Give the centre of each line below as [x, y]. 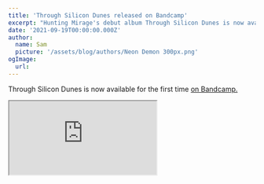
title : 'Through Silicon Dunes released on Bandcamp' [98, 15]
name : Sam [31, 45]
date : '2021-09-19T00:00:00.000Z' [65, 30]
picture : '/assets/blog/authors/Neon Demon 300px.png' [107, 52]
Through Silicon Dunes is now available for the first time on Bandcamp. [123, 89]
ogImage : [22, 60]
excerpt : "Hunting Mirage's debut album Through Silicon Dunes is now [126, 23]
